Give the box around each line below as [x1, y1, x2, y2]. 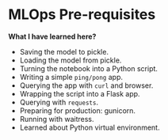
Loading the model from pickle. [19, 55, 122, 65]
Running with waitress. [19, 114, 94, 123]
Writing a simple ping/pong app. [19, 72, 124, 81]
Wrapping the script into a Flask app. [19, 89, 140, 98]
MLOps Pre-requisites [8, 6, 156, 24]
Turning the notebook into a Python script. [19, 63, 158, 73]
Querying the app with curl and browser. [19, 81, 154, 90]
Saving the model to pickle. [19, 47, 109, 56]
